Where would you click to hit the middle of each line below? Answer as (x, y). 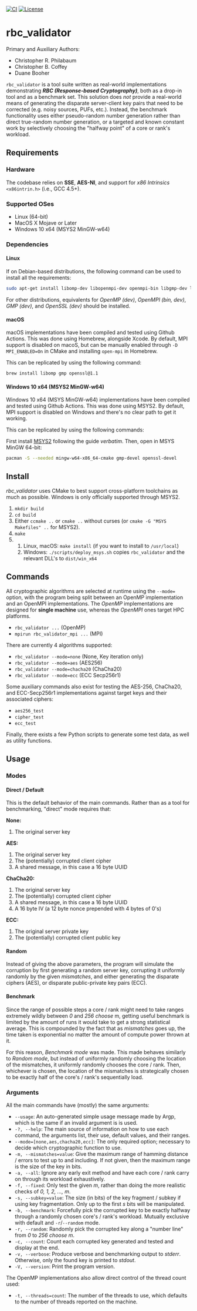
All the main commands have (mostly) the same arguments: (78, 1105)
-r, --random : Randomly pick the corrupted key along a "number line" (99, 1229)
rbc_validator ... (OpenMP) (50, 627)
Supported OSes (30, 204)
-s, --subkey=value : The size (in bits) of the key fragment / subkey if (98, 1198)
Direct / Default (25, 790)
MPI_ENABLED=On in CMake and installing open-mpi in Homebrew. (82, 351)
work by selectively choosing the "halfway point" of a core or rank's (88, 128)
